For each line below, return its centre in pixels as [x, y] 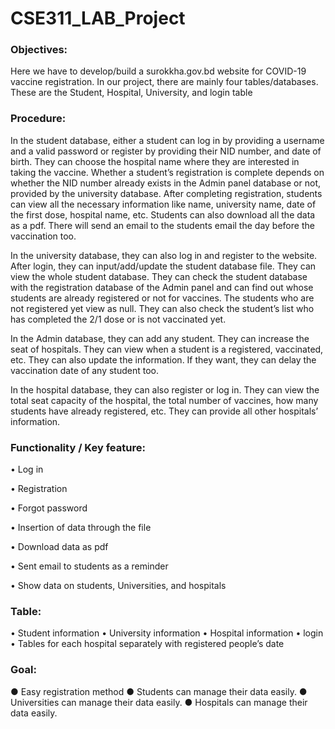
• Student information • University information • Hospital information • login [167, 633]
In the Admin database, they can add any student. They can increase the [160, 338]
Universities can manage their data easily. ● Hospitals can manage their [159, 702]
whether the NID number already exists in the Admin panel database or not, [165, 183]
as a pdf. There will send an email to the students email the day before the [162, 225]
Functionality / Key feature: [78, 447]
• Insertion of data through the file [81, 528]
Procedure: [38, 119]
